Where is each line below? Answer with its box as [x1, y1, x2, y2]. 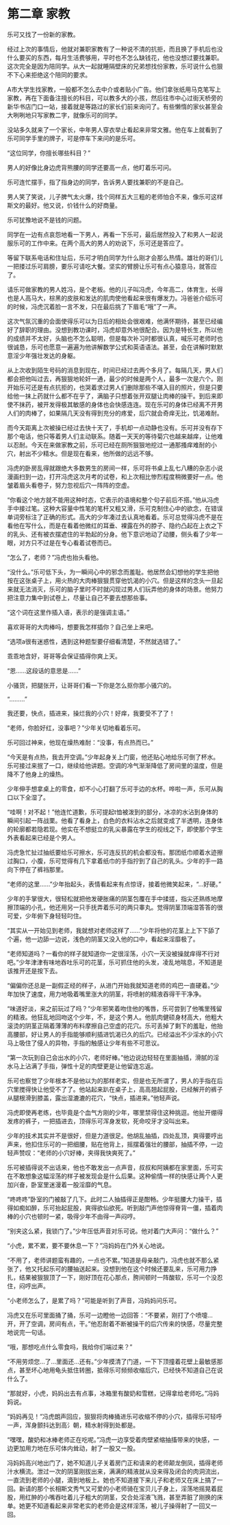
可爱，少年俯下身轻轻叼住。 [7, 912, 86, 920]
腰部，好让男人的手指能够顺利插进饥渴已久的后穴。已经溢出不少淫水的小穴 [12, 1030, 223, 1038]
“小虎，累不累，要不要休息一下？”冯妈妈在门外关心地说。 [7, 1241, 169, 1250]
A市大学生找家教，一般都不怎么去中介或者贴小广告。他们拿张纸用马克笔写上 [7, 85, 221, 93]
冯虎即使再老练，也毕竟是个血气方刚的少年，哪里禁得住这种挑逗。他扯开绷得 [7, 1108, 223, 1116]
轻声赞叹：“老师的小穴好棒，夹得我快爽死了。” [7, 1149, 136, 1157]
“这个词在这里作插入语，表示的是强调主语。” [7, 608, 130, 616]
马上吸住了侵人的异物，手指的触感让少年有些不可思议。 [7, 1039, 163, 1047]
